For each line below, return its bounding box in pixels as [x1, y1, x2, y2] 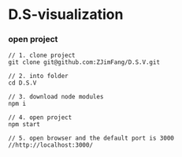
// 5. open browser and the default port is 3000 [8, 134, 175, 143]
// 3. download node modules [8, 93, 104, 101]
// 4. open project [8, 114, 72, 121]
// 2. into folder [8, 73, 69, 80]
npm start [8, 121, 41, 129]
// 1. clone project [8, 51, 76, 60]
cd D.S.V [8, 79, 37, 88]
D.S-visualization [8, 6, 124, 24]
